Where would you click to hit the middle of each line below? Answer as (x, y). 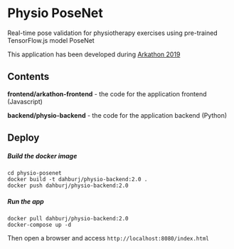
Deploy (23, 138)
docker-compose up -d (39, 225)
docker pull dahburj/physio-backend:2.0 (68, 219)
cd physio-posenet (34, 173)
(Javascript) (25, 101)
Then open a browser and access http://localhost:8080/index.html (108, 238)
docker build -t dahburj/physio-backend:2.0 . (78, 180)
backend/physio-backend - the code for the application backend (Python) (117, 115)
